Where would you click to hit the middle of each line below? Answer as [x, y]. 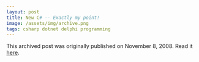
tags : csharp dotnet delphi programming [59, 29]
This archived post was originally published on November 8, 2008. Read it [99, 46]
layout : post [23, 12]
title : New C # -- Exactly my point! [53, 18]
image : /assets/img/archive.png [47, 23]
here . [13, 53]
